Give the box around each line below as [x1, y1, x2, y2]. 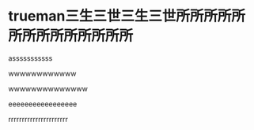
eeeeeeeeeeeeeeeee [8, 99, 78, 109]
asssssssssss [8, 53, 53, 63]
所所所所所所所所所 [8, 27, 134, 45]
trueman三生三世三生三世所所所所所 [8, 7, 246, 25]
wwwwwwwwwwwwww [8, 84, 89, 93]
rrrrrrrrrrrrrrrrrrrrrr [8, 114, 69, 124]
